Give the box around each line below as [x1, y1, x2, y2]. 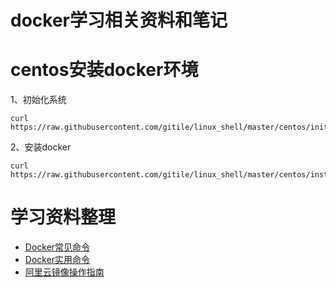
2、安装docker [10, 141, 72, 153]
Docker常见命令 [24, 241, 91, 253]
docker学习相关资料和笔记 [10, 9, 228, 32]
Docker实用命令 [24, 254, 91, 266]
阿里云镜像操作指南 [24, 266, 105, 278]
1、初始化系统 [10, 94, 67, 106]
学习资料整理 [10, 206, 117, 229]
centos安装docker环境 [10, 59, 199, 81]
